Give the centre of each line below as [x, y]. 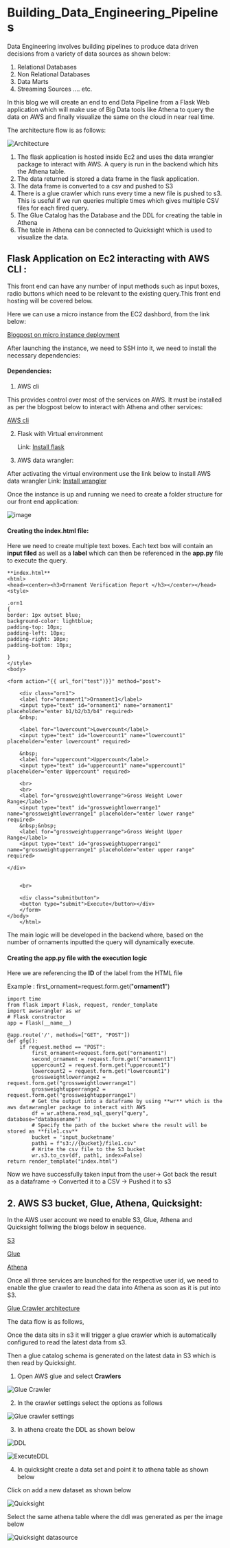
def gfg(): [23, 1041]
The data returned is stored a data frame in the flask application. [108, 178]
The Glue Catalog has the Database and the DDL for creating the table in [119, 215]
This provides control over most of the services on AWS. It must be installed [114, 400]
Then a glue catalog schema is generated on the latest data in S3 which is [112, 1355]
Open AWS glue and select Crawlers [69, 1376]
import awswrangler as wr [44, 1011]
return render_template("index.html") [62, 1162]
